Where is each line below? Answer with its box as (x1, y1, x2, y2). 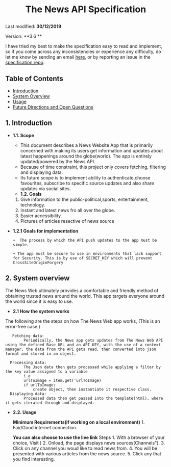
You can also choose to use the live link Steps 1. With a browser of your (12, 434, 165, 440)
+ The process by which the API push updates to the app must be (12, 238, 157, 243)
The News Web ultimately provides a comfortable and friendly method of (5, 287, 159, 294)
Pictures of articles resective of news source (20, 218, 115, 224)
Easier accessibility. (20, 213, 62, 219)
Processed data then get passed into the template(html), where (23, 396, 163, 401)
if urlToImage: (23, 382, 56, 387)
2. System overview (5, 274, 70, 282)
